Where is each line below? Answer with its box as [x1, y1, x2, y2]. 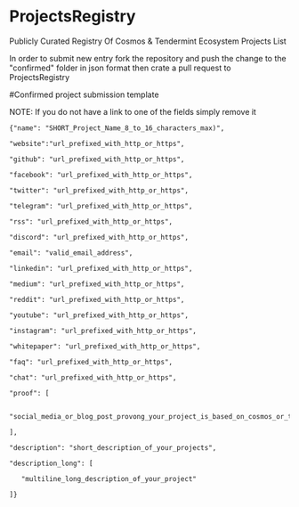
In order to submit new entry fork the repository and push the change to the [9, 53, 287, 63]
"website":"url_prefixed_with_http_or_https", [9, 139, 185, 148]
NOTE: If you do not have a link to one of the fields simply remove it [9, 106, 256, 117]
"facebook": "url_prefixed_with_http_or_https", [9, 170, 193, 179]
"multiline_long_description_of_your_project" [20, 474, 198, 483]
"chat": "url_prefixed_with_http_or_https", [9, 372, 177, 382]
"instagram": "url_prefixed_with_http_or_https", [9, 326, 198, 335]
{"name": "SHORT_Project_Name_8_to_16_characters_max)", [9, 123, 225, 133]
